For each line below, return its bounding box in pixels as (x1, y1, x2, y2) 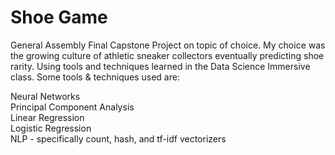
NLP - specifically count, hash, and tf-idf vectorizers (10, 132, 227, 145)
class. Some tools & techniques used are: (10, 71, 180, 83)
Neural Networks (10, 90, 81, 102)
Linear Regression (10, 111, 85, 123)
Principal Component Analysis (10, 101, 135, 113)
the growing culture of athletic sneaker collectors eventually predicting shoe (10, 49, 325, 61)
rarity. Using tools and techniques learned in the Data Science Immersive (10, 60, 311, 72)
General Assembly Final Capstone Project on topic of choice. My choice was (10, 39, 326, 51)
